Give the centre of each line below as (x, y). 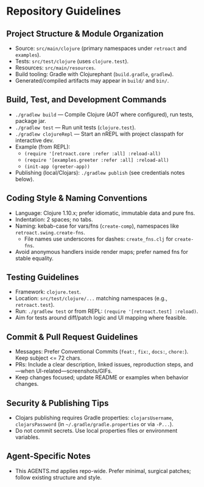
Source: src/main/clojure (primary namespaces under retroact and (101, 48)
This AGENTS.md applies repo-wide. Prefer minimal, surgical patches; (103, 471)
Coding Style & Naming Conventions (77, 198)
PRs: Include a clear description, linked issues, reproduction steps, (99, 365)
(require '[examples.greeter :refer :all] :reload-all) (97, 160)
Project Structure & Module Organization (85, 34)
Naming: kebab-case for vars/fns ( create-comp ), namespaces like (97, 226)
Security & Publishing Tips (58, 403)
